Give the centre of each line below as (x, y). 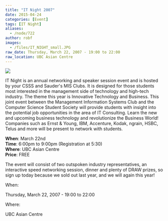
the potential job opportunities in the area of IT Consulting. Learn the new (81, 113)
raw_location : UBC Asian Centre (39, 57)
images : (13, 43)
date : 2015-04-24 (23, 15)
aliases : (14, 29)
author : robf (19, 38)
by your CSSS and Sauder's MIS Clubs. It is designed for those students (80, 86)
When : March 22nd (25, 139)
